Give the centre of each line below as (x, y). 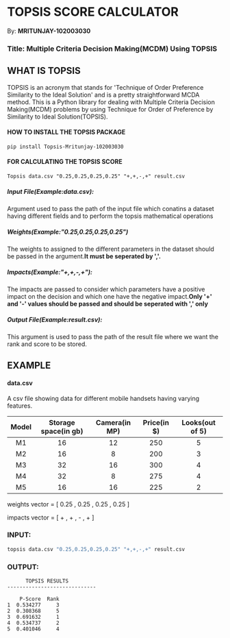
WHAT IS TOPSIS (44, 71)
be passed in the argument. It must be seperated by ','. (84, 256)
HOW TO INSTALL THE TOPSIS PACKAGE (66, 132)
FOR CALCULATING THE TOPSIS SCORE (65, 162)
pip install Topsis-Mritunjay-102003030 (66, 147)
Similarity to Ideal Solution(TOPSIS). (57, 116)
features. (20, 406)
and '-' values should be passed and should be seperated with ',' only (108, 304)
